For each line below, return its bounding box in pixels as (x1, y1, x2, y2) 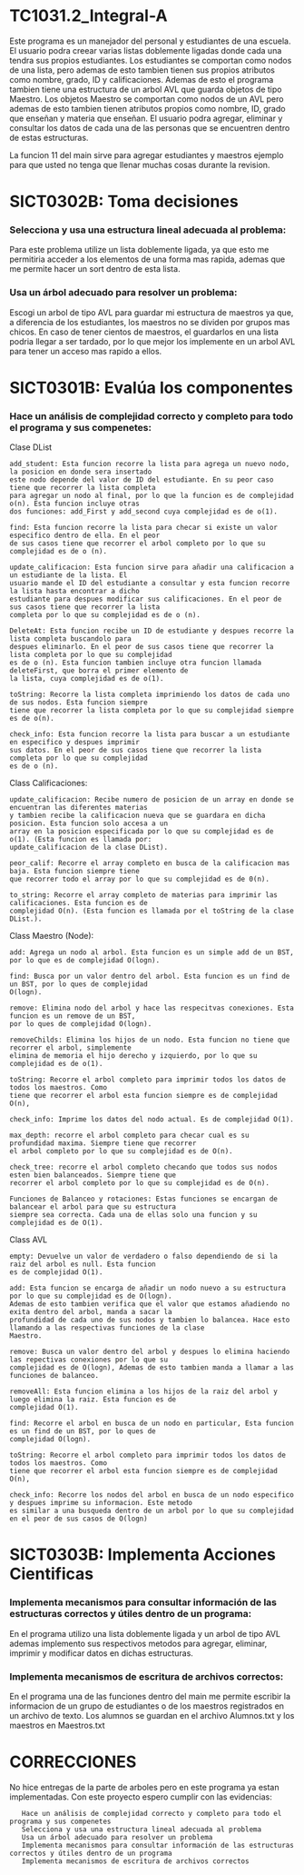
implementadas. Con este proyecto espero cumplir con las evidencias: (9, 1791, 272, 1802)
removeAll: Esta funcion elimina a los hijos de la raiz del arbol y (9, 1387, 279, 1396)
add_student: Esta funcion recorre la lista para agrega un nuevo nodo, (9, 460, 290, 469)
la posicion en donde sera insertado (9, 467, 152, 477)
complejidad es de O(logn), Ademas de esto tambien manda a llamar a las (9, 1363, 295, 1372)
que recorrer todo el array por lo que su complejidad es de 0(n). (9, 874, 270, 884)
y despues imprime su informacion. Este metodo (9, 1499, 193, 1508)
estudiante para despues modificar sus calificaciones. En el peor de (9, 594, 282, 604)
